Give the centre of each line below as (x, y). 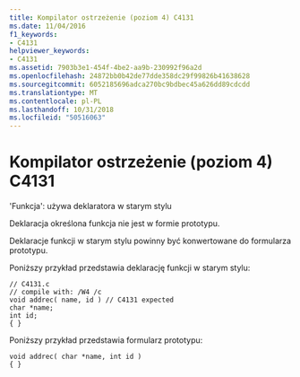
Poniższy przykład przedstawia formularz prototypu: (106, 340)
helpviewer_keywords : (50, 51)
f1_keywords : (34, 34)
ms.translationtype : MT (54, 92)
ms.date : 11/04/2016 (48, 26)
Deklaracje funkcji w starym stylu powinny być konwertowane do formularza (150, 241)
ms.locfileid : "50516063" (57, 118)
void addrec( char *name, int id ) (76, 357)
